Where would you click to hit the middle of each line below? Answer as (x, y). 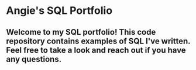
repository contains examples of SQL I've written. (98, 41)
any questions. (34, 59)
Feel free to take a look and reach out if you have (96, 50)
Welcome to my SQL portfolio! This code (81, 32)
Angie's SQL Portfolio (59, 11)
